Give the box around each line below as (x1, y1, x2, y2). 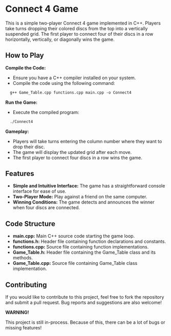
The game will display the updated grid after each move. (12, 149, 132, 155)
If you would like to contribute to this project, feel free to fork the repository (5, 294, 164, 300)
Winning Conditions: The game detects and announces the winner (12, 199, 155, 205)
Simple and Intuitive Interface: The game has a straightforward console (12, 183, 165, 189)
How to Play (5, 51, 45, 60)
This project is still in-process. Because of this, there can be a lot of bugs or (5, 319, 165, 325)
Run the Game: (5, 99, 37, 105)
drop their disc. (12, 144, 45, 150)
